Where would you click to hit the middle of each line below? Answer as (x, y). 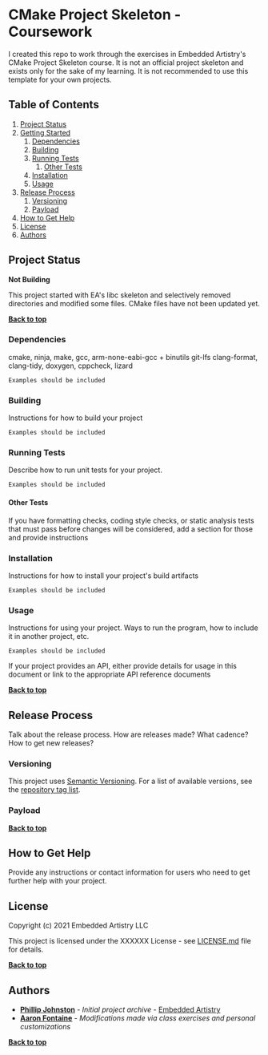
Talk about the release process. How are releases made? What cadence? (128, 734)
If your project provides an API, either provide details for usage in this (123, 666)
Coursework (50, 32)
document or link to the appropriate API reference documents (110, 674)
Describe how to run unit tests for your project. (85, 470)
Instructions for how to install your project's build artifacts (104, 576)
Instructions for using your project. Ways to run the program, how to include (133, 628)
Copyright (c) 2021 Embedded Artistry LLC (78, 926)
